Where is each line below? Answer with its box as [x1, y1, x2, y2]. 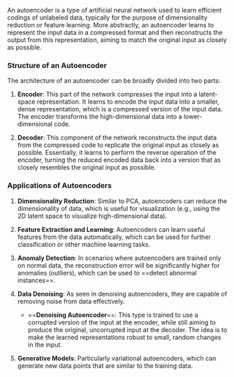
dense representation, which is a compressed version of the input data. [17, 105, 223, 114]
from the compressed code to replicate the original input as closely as [17, 141, 219, 149]
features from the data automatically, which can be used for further [17, 233, 212, 241]
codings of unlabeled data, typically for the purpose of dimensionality [7, 13, 208, 22]
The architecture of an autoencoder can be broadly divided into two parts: [7, 76, 221, 85]
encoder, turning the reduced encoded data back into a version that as [17, 156, 221, 164]
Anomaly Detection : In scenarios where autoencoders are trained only [17, 254, 221, 262]
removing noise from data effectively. [17, 297, 125, 306]
